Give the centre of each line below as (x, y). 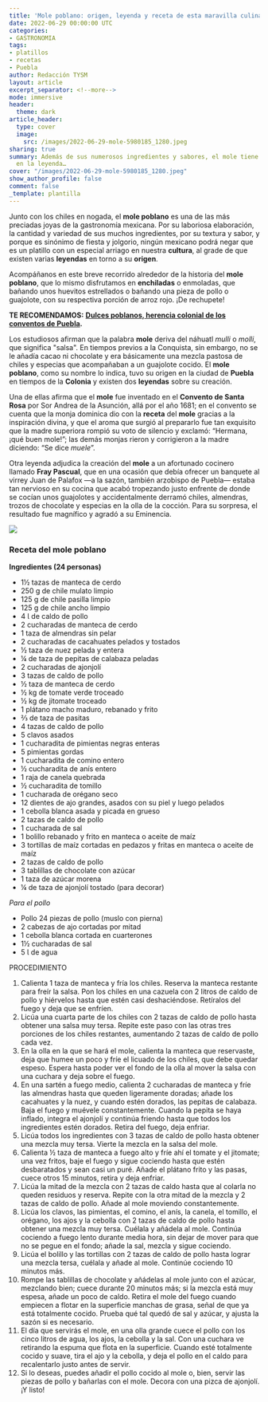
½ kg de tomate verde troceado (72, 692)
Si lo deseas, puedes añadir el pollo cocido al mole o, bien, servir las (133, 1372)
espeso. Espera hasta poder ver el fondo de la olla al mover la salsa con (138, 1067)
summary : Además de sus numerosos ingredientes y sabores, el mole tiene (134, 156)
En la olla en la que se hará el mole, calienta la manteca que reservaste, (138, 1050)
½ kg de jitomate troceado (63, 701)
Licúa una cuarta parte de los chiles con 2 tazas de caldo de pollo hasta (138, 1017)
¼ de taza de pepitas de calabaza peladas (89, 658)
